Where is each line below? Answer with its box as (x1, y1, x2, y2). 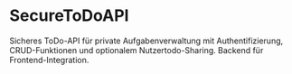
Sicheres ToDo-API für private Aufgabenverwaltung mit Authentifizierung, (9, 35, 284, 46)
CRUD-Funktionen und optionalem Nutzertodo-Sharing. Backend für (9, 44, 264, 55)
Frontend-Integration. (9, 54, 89, 65)
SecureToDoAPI (9, 5, 129, 26)
